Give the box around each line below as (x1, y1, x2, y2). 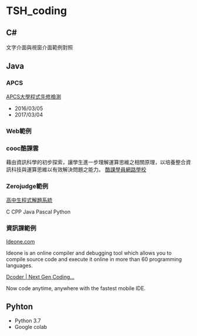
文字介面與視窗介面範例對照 (6, 44, 73, 51)
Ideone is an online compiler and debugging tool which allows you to (6, 249, 172, 257)
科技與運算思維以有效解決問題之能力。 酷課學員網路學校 (11, 166, 147, 173)
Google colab (14, 324, 47, 331)
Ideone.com (6, 238, 35, 245)
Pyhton (6, 301, 33, 311)
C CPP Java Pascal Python (6, 208, 71, 215)
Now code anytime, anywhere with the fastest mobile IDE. (6, 284, 146, 292)
